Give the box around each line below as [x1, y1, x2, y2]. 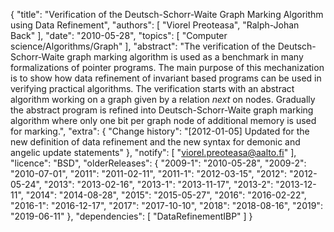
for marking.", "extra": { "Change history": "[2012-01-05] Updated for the [10, 125, 310, 137]
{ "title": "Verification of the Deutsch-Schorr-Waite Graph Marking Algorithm [10, 9, 324, 20]
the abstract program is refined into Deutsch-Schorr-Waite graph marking [10, 104, 314, 116]
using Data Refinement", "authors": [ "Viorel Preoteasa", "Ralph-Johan [10, 19, 300, 31]
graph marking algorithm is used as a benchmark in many [66, 51, 304, 63]
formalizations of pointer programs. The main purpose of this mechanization [10, 62, 325, 73]
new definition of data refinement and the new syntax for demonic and [10, 136, 301, 148]
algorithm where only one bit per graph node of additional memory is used [10, 115, 317, 126]
